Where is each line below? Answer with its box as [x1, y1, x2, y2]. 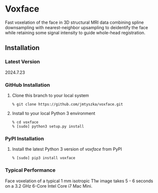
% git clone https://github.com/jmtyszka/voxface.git [12, 102, 123, 107]
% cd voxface [12, 120, 39, 125]
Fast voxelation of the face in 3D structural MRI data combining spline [5, 19, 144, 25]
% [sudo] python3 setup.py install [12, 124, 84, 129]
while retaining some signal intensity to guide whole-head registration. [5, 30, 145, 35]
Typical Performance [5, 167, 56, 174]
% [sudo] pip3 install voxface [12, 156, 76, 161]
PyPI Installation [5, 135, 45, 142]
